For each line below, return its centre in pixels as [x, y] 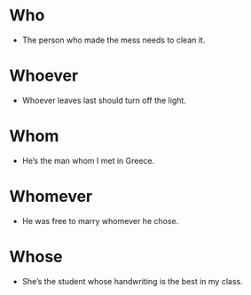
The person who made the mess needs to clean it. [114, 40]
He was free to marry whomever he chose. [100, 221]
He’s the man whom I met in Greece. [88, 160]
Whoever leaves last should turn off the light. [104, 100]
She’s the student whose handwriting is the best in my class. [132, 281]
